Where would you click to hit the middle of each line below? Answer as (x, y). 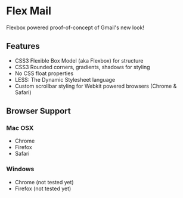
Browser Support (39, 111)
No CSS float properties (44, 73)
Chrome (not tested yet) (44, 182)
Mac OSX (20, 128)
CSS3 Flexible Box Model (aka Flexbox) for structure (79, 60)
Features (23, 46)
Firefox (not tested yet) (43, 188)
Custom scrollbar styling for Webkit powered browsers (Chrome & (96, 86)
